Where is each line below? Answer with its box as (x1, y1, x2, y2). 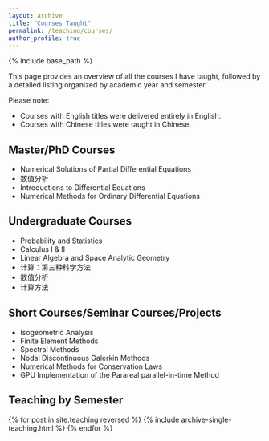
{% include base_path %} (8, 56, 93, 66)
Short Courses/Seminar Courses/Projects (8, 306, 222, 320)
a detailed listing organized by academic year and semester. (8, 80, 207, 90)
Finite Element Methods (19, 336, 99, 346)
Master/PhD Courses (8, 143, 116, 156)
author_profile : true (8, 34, 81, 42)
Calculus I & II (19, 244, 66, 253)
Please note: (8, 95, 50, 105)
